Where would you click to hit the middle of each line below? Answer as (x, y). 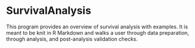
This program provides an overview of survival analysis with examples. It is (97, 27)
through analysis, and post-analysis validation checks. (72, 39)
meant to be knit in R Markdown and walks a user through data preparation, (98, 32)
